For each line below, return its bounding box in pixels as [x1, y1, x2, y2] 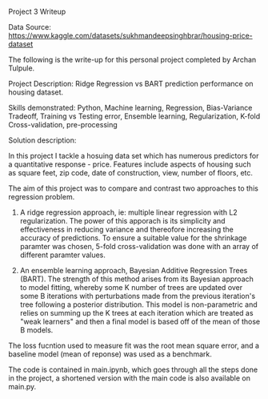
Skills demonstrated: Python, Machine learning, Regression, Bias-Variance [8, 103, 253, 112]
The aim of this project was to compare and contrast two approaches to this [8, 183, 258, 193]
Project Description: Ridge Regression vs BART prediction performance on [8, 79, 254, 88]
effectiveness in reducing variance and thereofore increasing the [19, 224, 234, 234]
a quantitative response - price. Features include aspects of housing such [8, 159, 252, 169]
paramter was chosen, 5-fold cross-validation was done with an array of [19, 242, 258, 251]
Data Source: [8, 22, 52, 31]
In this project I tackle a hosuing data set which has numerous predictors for [8, 151, 259, 160]
